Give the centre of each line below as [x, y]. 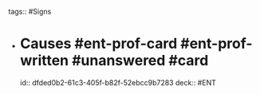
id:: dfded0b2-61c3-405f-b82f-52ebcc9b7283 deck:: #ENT [118, 82]
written [44, 61]
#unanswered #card [140, 61]
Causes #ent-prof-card [98, 44]
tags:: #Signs [30, 12]
